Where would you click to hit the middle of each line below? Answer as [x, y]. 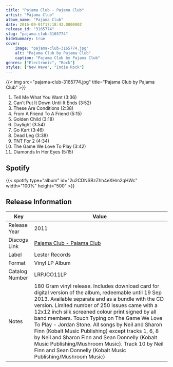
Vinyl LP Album [52, 263]
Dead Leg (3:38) [31, 136]
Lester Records [53, 255]
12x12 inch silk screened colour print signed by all [95, 312]
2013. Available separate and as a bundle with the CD [99, 299]
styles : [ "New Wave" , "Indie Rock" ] [45, 67]
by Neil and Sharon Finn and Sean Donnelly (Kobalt [96, 337]
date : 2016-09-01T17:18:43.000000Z [44, 24]
